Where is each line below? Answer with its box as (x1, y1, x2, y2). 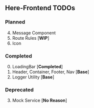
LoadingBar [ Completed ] (12, 63, 63, 69)
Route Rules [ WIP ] (12, 35, 49, 41)
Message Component (12, 29, 56, 36)
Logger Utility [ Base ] (12, 74, 55, 80)
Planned (5, 19, 25, 26)
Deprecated (5, 86, 34, 93)
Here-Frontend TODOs (5, 4, 75, 12)
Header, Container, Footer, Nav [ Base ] (12, 69, 90, 75)
